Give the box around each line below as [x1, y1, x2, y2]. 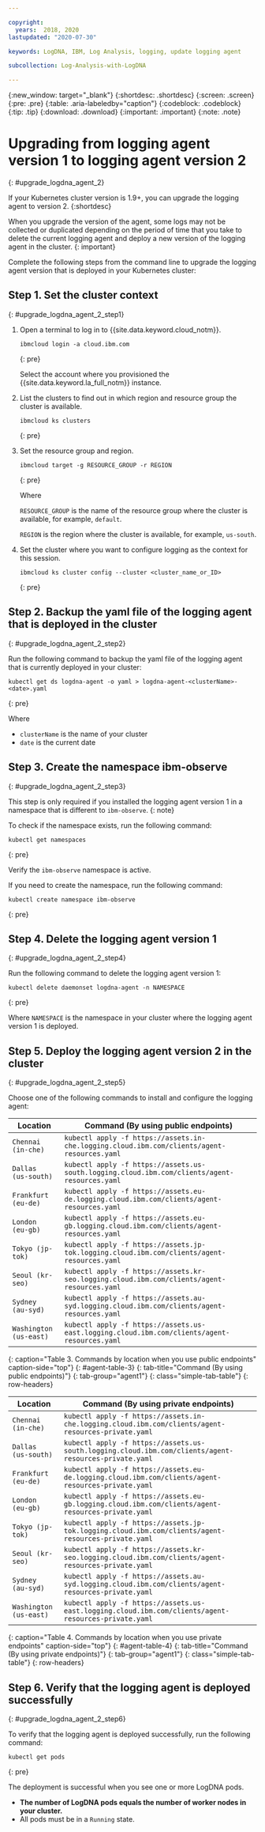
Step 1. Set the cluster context [8, 289, 159, 302]
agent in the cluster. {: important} [8, 242, 116, 251]
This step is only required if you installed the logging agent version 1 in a [8, 796, 243, 806]
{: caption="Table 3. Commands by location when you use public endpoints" [8, 1354, 257, 1364]
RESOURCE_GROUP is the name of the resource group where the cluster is [19, 505, 248, 515]
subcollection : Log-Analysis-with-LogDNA [8, 62, 147, 70]
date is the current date [19, 737, 96, 747]
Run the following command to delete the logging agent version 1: [8, 969, 221, 978]
